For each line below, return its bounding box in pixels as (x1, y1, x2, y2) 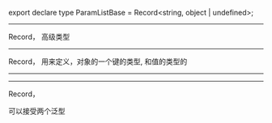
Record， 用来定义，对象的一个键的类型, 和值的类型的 (8, 57, 188, 66)
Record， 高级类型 (8, 32, 70, 41)
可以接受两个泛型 (8, 106, 66, 116)
